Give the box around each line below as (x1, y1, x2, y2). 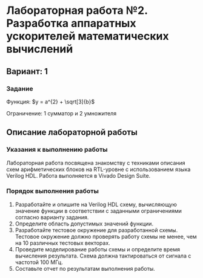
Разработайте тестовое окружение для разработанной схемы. (15, 226, 178, 233)
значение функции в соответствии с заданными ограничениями (15, 207, 182, 215)
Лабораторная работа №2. (6, 4, 148, 18)
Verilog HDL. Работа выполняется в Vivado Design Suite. (6, 172, 151, 179)
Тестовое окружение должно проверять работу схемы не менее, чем (15, 233, 197, 240)
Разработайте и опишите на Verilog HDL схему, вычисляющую (15, 201, 178, 208)
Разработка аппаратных (6, 16, 136, 30)
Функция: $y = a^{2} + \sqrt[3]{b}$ (6, 98, 95, 105)
